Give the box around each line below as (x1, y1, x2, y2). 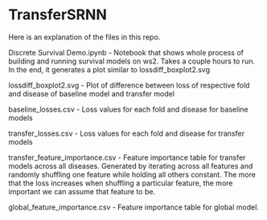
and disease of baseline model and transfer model (8, 88, 175, 98)
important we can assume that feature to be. (8, 186, 155, 196)
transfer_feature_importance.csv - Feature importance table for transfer (8, 153, 246, 162)
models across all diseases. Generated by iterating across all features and (8, 161, 253, 170)
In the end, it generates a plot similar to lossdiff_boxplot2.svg (8, 64, 211, 74)
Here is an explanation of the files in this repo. (8, 32, 161, 42)
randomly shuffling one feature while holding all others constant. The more (8, 169, 256, 179)
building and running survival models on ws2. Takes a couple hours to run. (8, 56, 256, 66)
